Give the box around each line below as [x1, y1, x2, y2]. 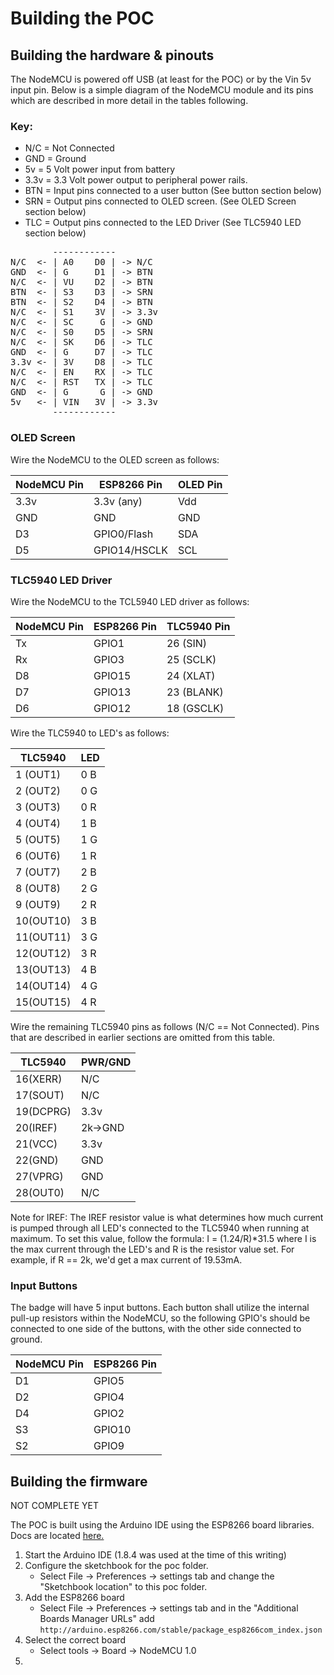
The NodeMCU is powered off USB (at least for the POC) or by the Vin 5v [10, 73, 312, 85]
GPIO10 [93, 1423, 132, 1437]
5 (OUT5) [15, 832, 62, 846]
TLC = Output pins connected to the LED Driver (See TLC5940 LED [24, 217, 302, 229]
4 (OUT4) [15, 816, 62, 830]
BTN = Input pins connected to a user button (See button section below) [24, 185, 322, 197]
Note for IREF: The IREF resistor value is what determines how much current [10, 1211, 324, 1223]
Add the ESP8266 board [24, 1592, 125, 1603]
